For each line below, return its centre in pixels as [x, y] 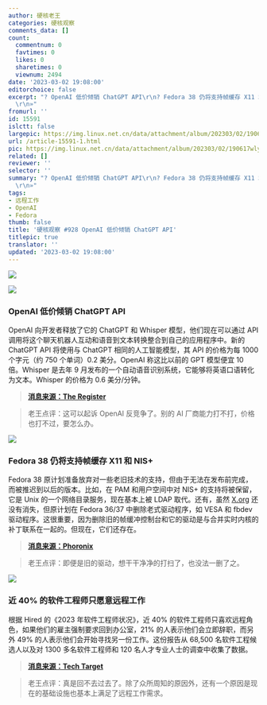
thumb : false [30, 223]
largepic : [25, 134]
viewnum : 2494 [39, 75]
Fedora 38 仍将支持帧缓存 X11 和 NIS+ [81, 460]
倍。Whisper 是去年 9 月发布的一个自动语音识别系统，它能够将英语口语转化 [132, 370]
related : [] [28, 156]
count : [19, 38]
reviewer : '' [30, 164]
